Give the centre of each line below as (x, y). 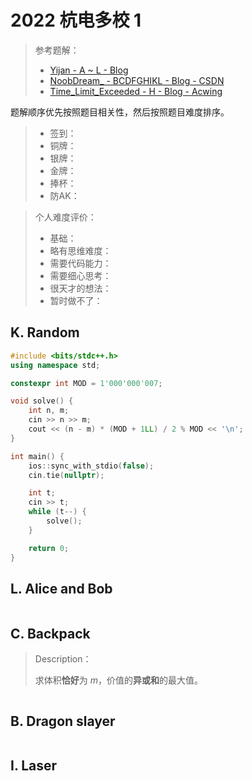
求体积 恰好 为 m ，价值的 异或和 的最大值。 (118, 680)
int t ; (42, 493)
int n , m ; (49, 411)
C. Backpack (50, 633)
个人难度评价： (65, 217)
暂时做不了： (76, 300)
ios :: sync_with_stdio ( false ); (91, 466)
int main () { (37, 456)
